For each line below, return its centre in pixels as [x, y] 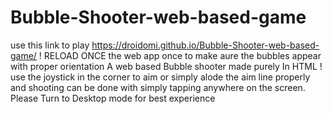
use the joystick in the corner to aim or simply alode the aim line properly [160, 77]
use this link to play [50, 45]
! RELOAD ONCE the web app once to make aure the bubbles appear [180, 55]
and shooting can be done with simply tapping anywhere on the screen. [158, 87]
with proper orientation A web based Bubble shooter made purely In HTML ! [166, 66]
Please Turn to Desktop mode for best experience [113, 98]
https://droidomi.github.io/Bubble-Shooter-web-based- [205, 45]
